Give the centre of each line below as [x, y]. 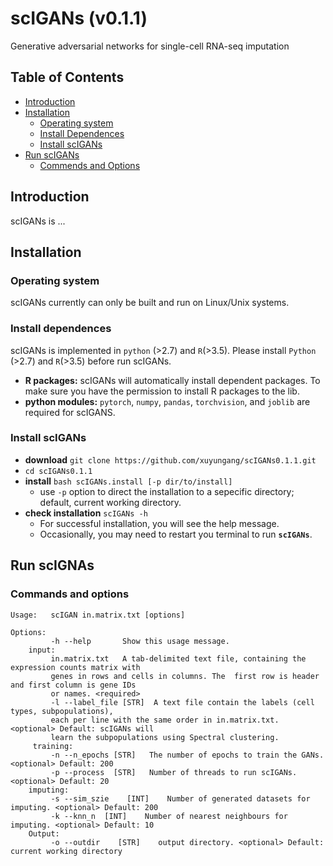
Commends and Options [90, 165]
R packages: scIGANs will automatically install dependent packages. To [172, 380]
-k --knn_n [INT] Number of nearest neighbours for [169, 816]
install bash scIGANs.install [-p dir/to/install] [128, 481]
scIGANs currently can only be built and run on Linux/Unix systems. [150, 303]
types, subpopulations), [62, 711]
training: [53, 746]
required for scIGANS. [70, 412]
